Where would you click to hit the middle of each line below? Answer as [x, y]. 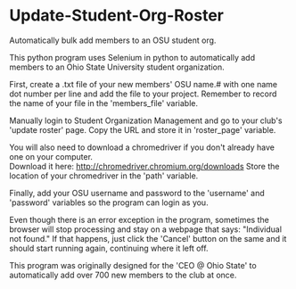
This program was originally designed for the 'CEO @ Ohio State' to [133, 265]
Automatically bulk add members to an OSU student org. [113, 40]
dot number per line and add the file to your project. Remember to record [143, 94]
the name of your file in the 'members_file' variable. [104, 103]
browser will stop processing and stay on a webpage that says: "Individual [146, 229]
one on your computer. [51, 156]
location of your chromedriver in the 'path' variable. [104, 176]
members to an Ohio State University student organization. [117, 67]
